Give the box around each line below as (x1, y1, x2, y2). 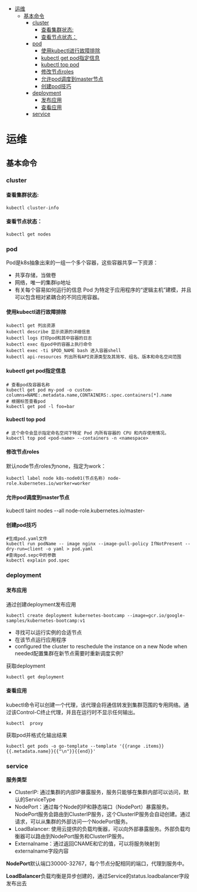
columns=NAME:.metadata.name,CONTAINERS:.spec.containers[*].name (6, 392, 172, 398)
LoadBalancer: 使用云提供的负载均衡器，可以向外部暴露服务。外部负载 (14, 825, 185, 833)
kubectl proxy (6, 720, 44, 726)
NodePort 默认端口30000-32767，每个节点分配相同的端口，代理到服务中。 (6, 860, 188, 867)
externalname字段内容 (14, 847, 69, 855)
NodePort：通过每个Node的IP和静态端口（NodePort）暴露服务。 (14, 803, 172, 811)
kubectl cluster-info (6, 205, 59, 211)
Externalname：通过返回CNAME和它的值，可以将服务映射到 (14, 840, 160, 847)
